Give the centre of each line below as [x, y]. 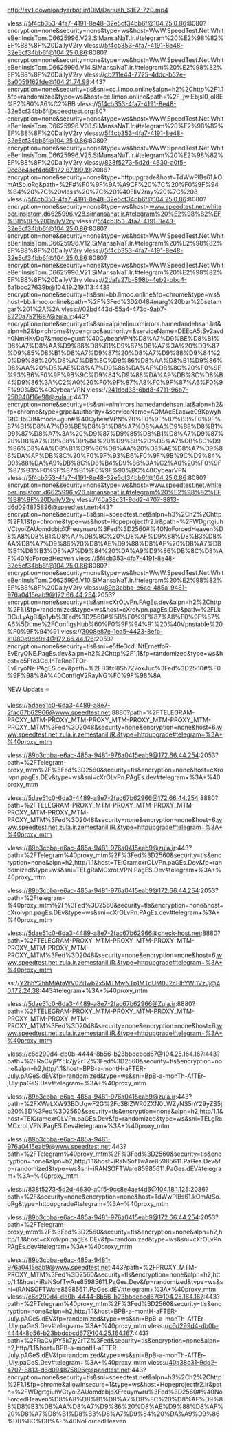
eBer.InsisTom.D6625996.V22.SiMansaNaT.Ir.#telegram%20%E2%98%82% [115, 38]
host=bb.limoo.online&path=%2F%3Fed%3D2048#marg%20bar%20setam [114, 302]
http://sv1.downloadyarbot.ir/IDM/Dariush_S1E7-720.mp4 [88, 10]
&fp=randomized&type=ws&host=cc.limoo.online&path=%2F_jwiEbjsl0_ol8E [115, 97]
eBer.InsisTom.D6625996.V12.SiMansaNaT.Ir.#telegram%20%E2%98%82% [115, 243]
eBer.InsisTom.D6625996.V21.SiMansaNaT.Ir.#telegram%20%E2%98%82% [115, 272]
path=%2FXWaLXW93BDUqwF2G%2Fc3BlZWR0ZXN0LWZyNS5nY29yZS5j [115, 1104]
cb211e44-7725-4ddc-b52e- [145, 74]
